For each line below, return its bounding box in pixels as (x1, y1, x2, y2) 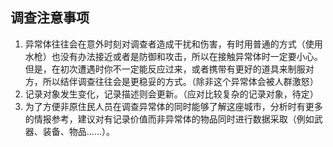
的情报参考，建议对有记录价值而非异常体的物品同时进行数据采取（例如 (24, 113, 315, 125)
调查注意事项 (10, 9, 90, 27)
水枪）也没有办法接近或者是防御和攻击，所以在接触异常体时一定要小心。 (24, 50, 323, 62)
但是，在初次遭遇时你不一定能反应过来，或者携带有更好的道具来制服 (24, 63, 306, 75)
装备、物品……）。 (42, 125, 115, 137)
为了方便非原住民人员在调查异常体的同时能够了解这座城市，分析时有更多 (24, 100, 323, 112)
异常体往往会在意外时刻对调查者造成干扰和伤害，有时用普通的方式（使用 (24, 38, 323, 50)
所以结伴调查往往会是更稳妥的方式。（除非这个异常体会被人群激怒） (42, 75, 319, 87)
